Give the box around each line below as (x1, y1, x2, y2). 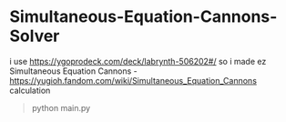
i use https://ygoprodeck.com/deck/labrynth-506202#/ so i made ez (9, 56, 267, 66)
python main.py (31, 102, 91, 113)
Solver (9, 25, 60, 46)
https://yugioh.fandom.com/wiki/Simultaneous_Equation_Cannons (9, 75, 258, 86)
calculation (9, 85, 51, 96)
